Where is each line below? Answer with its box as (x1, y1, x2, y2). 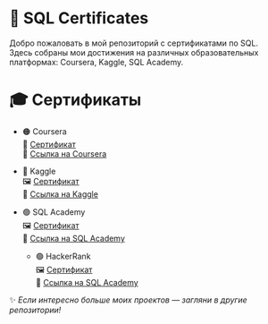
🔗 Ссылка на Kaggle (21, 188, 98, 200)
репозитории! (9, 304, 62, 315)
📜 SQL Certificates (9, 8, 149, 29)
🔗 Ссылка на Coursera (21, 148, 107, 159)
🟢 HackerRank (35, 251, 91, 261)
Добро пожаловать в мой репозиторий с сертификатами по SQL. (9, 38, 259, 48)
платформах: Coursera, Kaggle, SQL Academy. (9, 56, 184, 67)
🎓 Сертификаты (9, 90, 142, 110)
